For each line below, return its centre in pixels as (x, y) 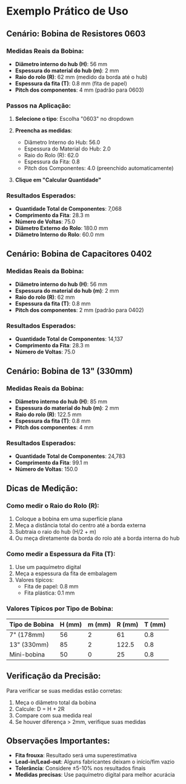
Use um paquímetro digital (48, 567)
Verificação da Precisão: (54, 676)
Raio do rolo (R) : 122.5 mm (48, 415)
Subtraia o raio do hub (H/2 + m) (56, 532)
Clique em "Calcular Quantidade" (58, 180)
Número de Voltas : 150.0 (46, 469)
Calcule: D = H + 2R (40, 709)
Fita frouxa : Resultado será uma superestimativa (76, 755)
